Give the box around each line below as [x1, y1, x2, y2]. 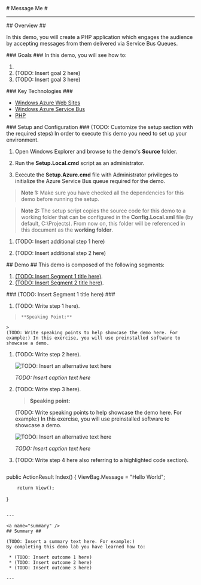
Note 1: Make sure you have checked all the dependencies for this [20, 189, 184, 196]
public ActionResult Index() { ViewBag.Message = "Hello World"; [6, 473, 166, 481]
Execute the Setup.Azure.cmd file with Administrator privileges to [14, 171, 178, 178]
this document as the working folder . [20, 226, 114, 233]
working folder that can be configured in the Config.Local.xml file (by [20, 214, 193, 220]
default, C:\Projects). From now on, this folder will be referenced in [20, 220, 185, 227]
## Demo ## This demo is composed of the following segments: [6, 261, 165, 268]
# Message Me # [6, 5, 48, 11]
